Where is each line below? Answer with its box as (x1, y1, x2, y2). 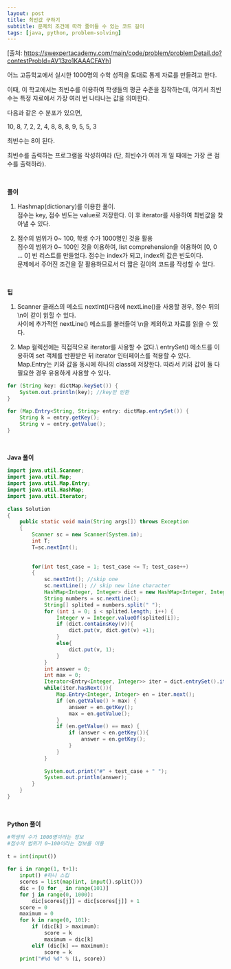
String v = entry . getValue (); (19, 420, 107, 427)
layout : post (7, 10, 45, 17)
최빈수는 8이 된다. (7, 137, 55, 145)
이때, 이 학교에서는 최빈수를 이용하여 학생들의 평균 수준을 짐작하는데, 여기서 (7, 85, 209, 94)
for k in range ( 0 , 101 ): (19, 917, 91, 924)
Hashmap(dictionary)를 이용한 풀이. (16, 202, 115, 210)
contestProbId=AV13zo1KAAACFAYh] (7, 56, 111, 65)
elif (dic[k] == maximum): (32, 942, 109, 949)
